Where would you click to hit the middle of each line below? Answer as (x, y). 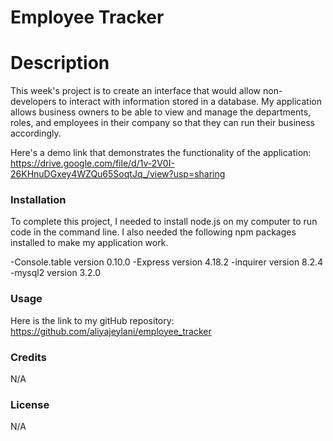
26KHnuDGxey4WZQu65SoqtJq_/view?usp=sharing (118, 174)
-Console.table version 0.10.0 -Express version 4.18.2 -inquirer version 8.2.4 (167, 262)
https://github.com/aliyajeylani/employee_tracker (111, 331)
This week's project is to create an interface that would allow (136, 91)
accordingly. (36, 133)
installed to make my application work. (89, 243)
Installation (38, 200)
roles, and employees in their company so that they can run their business (162, 123)
